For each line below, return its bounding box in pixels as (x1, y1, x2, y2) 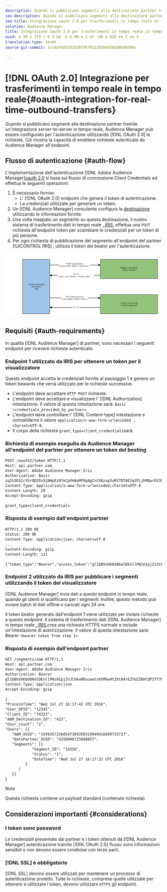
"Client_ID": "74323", (5, 712, 52, 717)
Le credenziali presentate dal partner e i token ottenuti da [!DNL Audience (5, 836, 157, 842)
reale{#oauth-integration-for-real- (5, 93, 152, 105)
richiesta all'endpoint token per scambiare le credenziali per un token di (12, 227, 159, 233)
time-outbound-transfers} (5, 104, 116, 115)
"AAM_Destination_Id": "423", (5, 717, 68, 722)
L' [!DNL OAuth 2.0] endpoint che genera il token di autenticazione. (19, 195, 158, 201)
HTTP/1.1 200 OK (5, 527, 39, 532)
